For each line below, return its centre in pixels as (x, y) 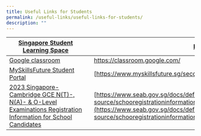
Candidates (25, 125)
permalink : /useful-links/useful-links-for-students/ (75, 17)
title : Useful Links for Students (49, 12)
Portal (18, 78)
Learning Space (46, 50)
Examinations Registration (46, 110)
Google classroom (35, 60)
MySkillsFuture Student (42, 70)
